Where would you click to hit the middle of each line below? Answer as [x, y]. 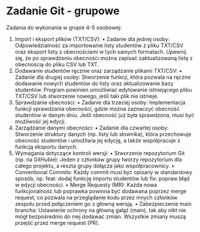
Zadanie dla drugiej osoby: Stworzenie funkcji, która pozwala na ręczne [103, 77]
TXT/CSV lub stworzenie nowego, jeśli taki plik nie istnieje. [87, 96]
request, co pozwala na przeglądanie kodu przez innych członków [96, 197]
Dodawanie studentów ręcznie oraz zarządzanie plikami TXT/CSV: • [98, 70]
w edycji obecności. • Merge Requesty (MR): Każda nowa [86, 185]
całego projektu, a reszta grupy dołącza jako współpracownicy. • [95, 166]
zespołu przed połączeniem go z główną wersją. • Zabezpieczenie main [103, 203]
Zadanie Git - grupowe [63, 11]
